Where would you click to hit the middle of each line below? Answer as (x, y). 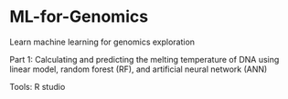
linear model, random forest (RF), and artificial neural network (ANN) (139, 69)
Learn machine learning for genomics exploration (102, 42)
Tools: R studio (37, 86)
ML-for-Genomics (79, 17)
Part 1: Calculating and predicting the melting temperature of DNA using (144, 59)
